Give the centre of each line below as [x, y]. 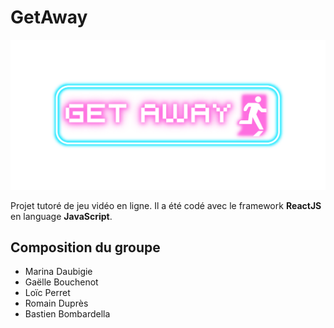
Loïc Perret [47, 293]
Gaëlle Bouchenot [61, 282]
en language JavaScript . [61, 216]
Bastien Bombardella [67, 314]
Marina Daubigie [58, 272]
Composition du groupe [85, 247]
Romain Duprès [56, 303]
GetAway [49, 17]
